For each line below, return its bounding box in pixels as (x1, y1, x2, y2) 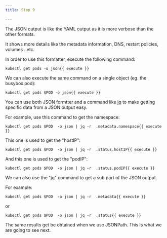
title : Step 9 (5, 7, 35, 13)
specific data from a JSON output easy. (5, 104, 88, 110)
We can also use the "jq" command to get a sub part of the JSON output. (5, 174, 157, 180)
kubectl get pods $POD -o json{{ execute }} (5, 90, 101, 95)
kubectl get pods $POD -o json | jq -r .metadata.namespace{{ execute (5, 124, 162, 129)
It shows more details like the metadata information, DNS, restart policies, (5, 41, 158, 47)
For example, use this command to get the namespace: (5, 114, 120, 120)
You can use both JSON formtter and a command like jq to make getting (5, 99, 155, 105)
